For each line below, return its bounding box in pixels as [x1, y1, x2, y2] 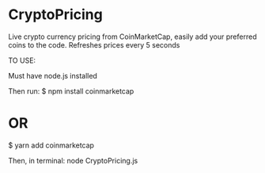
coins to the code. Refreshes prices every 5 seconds [8, 40, 180, 49]
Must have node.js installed [8, 71, 97, 80]
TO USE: [8, 56, 36, 65]
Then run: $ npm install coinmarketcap [8, 86, 134, 96]
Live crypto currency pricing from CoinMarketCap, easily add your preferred [8, 32, 257, 41]
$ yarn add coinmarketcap [8, 140, 95, 150]
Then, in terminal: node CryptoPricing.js [8, 156, 138, 165]
